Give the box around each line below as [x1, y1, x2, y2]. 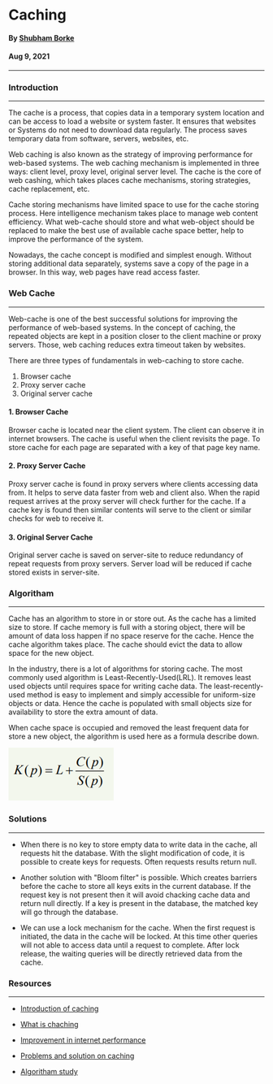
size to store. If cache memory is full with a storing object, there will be [8, 622, 245, 632]
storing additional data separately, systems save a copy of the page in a [8, 258, 249, 269]
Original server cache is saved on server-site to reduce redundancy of [8, 550, 244, 560]
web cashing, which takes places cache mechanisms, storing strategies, [8, 176, 251, 185]
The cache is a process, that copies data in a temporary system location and [8, 108, 265, 118]
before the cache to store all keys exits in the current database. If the [19, 881, 252, 891]
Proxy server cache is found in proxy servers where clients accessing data [8, 479, 258, 488]
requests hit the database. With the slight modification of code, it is [19, 848, 245, 858]
